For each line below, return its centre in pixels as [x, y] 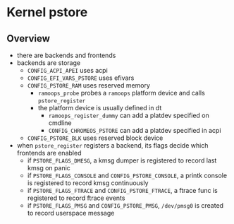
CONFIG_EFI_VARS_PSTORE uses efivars [81, 78]
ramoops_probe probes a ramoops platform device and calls [121, 93]
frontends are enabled [49, 153]
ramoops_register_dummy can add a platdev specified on [129, 115]
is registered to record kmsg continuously [88, 183]
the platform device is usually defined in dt [100, 108]
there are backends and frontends [66, 55]
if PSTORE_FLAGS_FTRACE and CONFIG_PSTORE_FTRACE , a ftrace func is [122, 190]
